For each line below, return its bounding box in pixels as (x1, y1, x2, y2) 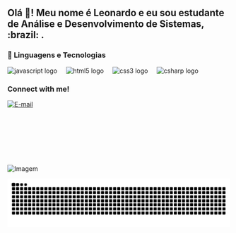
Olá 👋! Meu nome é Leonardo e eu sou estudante (7, 7, 225, 19)
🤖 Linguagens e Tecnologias (7, 50, 106, 60)
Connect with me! (7, 84, 70, 94)
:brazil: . (7, 29, 45, 41)
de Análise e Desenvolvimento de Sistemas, (7, 18, 205, 30)
